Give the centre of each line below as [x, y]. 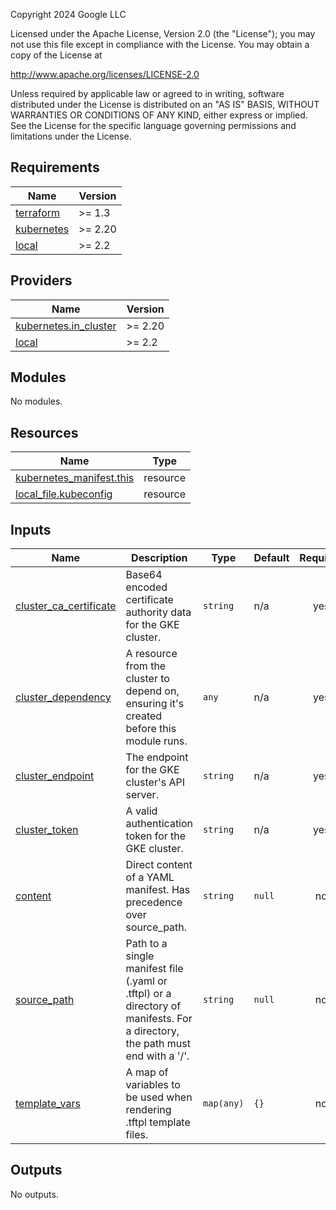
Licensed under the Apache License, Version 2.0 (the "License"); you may [163, 33]
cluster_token [47, 830]
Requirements [55, 167]
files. [137, 1135]
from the [146, 666]
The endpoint [157, 757]
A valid [141, 811]
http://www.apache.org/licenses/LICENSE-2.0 [105, 74]
